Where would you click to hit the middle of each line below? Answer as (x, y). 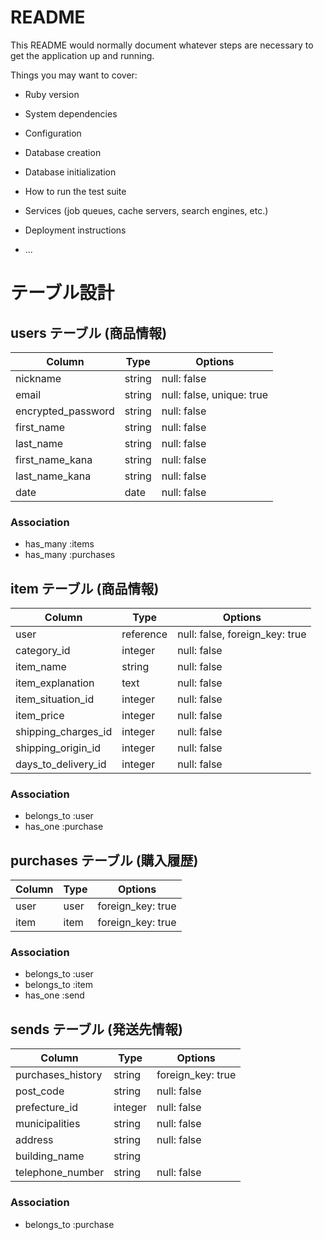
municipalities (48, 1124)
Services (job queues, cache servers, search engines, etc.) (146, 210)
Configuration (53, 133)
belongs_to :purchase (69, 1224)
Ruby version (52, 94)
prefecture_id (47, 1108)
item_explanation (55, 683)
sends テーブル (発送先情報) (96, 1029)
